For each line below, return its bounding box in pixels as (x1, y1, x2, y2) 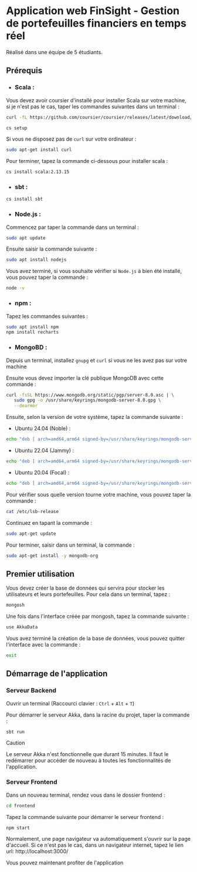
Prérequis (6, 66, 43, 76)
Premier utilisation (6, 569, 75, 579)
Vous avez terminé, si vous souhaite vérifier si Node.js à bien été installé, (6, 268, 182, 275)
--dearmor (13, 403, 38, 409)
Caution (6, 740, 25, 747)
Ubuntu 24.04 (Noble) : (14, 425, 71, 432)
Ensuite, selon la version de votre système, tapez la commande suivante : (6, 414, 184, 421)
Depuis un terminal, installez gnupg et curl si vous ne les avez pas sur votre (6, 357, 188, 364)
